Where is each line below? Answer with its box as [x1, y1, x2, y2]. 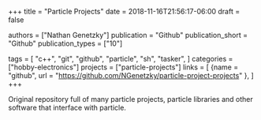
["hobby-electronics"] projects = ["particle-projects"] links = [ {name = [8, 62, 239, 72]
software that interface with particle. [8, 103, 126, 112]
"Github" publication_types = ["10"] [8, 39, 123, 48]
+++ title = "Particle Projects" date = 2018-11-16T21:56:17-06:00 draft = [8, 7, 240, 16]
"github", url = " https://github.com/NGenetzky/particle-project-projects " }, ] [8, 71, 254, 80]
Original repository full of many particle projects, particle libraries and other [8, 95, 254, 103]
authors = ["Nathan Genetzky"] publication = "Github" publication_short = [8, 31, 248, 39]
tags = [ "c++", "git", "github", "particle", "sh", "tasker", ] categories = [8, 54, 233, 63]
